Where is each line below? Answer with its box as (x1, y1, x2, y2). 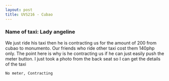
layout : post (5, 7, 33, 12)
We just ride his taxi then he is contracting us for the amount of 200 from (5, 39, 157, 45)
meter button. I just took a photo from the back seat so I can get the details (5, 55, 160, 61)
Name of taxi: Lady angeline (5, 28, 76, 35)
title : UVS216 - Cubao (5, 12, 53, 17)
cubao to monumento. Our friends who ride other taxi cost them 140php (5, 45, 155, 51)
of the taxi (5, 61, 27, 67)
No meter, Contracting (5, 70, 53, 75)
